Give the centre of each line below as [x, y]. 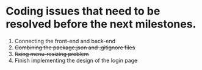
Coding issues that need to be [83, 11]
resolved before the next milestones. [101, 24]
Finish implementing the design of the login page [76, 60]
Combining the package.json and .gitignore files [75, 47]
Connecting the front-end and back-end [65, 41]
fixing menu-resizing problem [52, 54]
